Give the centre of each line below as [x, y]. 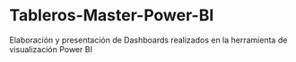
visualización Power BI [51, 49]
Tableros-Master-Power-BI [112, 15]
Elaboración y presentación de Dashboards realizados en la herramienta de [148, 40]
